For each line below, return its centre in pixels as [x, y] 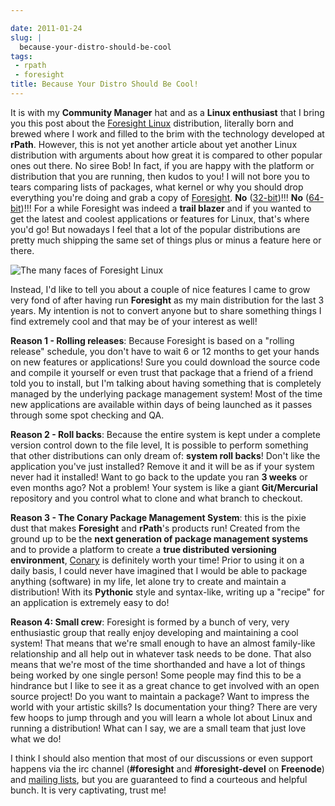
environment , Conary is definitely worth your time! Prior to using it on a [157, 560]
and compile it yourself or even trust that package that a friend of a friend [162, 372]
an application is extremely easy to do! [90, 602]
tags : [21, 56]
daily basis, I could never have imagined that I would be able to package [159, 570]
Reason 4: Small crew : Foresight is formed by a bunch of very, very [150, 622]
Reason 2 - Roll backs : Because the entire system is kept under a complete [165, 434]
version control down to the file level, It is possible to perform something [159, 445]
